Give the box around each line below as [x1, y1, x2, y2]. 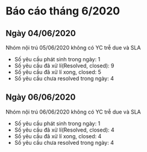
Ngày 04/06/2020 [5, 28, 76, 38]
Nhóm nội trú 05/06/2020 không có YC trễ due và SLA [5, 44, 141, 51]
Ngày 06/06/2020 [5, 92, 76, 103]
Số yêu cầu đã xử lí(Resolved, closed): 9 [14, 62, 114, 69]
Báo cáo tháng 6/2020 [5, 4, 120, 18]
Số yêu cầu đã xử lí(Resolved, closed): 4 [14, 126, 115, 133]
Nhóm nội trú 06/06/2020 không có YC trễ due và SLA [5, 108, 141, 115]
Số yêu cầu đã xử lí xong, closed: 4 [14, 132, 102, 139]
